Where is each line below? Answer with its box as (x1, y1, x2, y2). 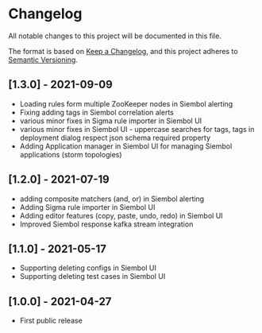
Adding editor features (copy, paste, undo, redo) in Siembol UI (19, 211, 224, 220)
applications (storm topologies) (19, 149, 122, 159)
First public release (19, 316, 83, 326)
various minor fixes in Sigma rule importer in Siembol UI (19, 116, 202, 126)
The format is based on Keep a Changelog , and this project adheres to (8, 46, 238, 56)
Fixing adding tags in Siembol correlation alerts (19, 107, 175, 117)
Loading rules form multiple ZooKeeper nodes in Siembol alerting (19, 99, 233, 108)
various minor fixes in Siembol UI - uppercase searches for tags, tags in (19, 124, 255, 134)
